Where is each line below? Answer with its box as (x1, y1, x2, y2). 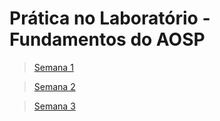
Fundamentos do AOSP (9, 28, 206, 51)
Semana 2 (33, 80, 76, 92)
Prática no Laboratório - (9, 7, 211, 30)
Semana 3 (33, 100, 76, 112)
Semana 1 (33, 61, 74, 73)
